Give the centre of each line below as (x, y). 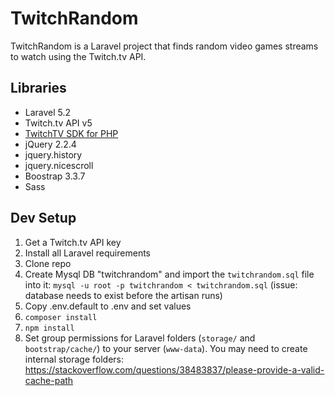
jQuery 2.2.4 (50, 144)
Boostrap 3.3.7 (55, 176)
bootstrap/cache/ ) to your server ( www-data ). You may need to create (166, 348)
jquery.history (53, 154)
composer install (61, 317)
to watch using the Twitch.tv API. (78, 56)
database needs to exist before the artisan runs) (123, 295)
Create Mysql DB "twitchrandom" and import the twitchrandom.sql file (169, 274)
